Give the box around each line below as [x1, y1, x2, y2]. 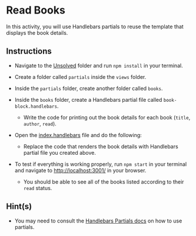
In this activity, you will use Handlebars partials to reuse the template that [6, 23, 184, 30]
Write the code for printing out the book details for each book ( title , [23, 114, 191, 121]
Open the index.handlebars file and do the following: [14, 131, 142, 138]
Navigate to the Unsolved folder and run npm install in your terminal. [14, 62, 184, 69]
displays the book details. [6, 29, 68, 36]
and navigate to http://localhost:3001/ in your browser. [14, 167, 147, 174]
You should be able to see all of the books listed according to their [23, 178, 184, 185]
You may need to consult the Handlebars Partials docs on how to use [14, 217, 182, 224]
